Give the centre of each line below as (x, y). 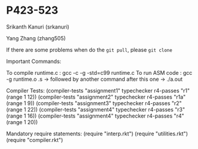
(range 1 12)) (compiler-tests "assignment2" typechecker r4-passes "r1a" (96, 97)
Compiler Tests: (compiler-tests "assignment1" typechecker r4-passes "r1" (98, 90)
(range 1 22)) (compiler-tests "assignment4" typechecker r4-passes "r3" (96, 109)
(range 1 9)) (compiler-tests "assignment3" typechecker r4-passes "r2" (94, 103)
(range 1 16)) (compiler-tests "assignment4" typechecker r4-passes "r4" (95, 116)
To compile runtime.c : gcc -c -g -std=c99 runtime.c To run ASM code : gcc (99, 72)
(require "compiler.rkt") (35, 140)
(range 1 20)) (22, 122)
